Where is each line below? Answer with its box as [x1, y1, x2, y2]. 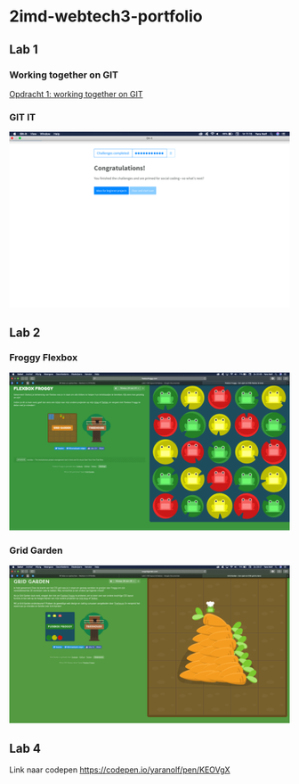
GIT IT [9, 111, 36, 123]
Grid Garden [9, 544, 63, 557]
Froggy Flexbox [9, 351, 78, 364]
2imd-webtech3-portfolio [9, 6, 203, 27]
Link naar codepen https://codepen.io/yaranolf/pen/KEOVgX [9, 764, 230, 775]
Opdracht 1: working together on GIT [9, 88, 144, 99]
